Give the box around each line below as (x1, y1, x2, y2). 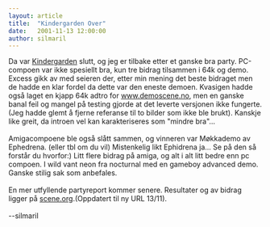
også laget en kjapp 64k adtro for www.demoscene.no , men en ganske (8, 90, 244, 101)
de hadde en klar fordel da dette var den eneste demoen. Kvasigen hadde (8, 82, 253, 92)
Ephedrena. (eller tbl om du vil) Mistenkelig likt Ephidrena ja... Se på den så (8, 142, 256, 152)
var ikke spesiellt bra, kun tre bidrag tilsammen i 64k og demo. (41, 65, 249, 75)
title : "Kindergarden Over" (8, 19, 106, 27)
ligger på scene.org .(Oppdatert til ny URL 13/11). (8, 194, 168, 204)
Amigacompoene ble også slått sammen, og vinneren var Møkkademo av (8, 134, 251, 144)
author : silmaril (8, 34, 67, 43)
